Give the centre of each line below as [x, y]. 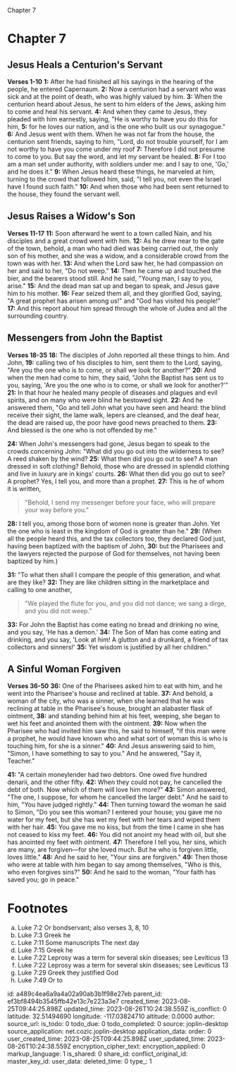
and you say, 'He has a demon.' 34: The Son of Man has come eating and [114, 632]
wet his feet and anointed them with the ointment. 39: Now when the [107, 723]
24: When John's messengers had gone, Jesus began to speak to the [108, 443]
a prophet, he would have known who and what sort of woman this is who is [118, 739]
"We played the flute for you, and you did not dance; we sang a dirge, [125, 603]
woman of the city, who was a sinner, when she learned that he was [106, 701]
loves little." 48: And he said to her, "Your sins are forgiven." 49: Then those [117, 857]
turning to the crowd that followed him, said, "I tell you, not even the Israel [114, 179]
